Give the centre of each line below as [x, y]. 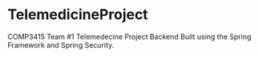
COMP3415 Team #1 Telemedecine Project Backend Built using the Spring [129, 37]
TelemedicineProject [78, 15]
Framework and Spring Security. [61, 44]
